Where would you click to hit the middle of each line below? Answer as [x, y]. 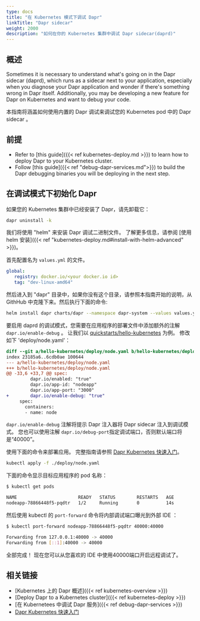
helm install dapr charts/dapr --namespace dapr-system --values [89, 313]
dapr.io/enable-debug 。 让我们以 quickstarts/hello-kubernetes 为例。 [92, 333]
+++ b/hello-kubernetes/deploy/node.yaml [58, 368]
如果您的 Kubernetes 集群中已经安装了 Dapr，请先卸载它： [78, 209]
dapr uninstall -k [29, 220]
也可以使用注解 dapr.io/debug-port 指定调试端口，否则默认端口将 [103, 432]
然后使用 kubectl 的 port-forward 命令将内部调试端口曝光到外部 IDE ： [92, 515]
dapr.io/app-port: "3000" [62, 391]
